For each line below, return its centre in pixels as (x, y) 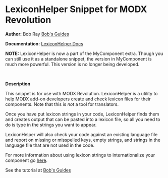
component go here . (26, 160)
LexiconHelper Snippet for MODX (76, 9)
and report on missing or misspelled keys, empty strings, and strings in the (83, 140)
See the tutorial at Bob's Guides (38, 170)
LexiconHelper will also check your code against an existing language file (81, 134)
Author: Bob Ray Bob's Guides (37, 34)
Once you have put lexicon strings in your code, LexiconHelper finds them (82, 114)
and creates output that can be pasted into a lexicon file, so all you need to (83, 119)
